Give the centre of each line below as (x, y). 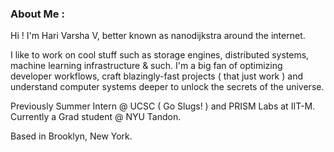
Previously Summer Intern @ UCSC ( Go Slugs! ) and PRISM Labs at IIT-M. (163, 106)
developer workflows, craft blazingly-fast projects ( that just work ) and (156, 76)
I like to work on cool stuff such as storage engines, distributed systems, (160, 55)
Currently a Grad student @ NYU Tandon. (96, 117)
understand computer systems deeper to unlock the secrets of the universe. (167, 87)
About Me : (37, 14)
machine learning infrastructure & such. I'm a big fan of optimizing (146, 66)
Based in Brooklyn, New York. (71, 136)
